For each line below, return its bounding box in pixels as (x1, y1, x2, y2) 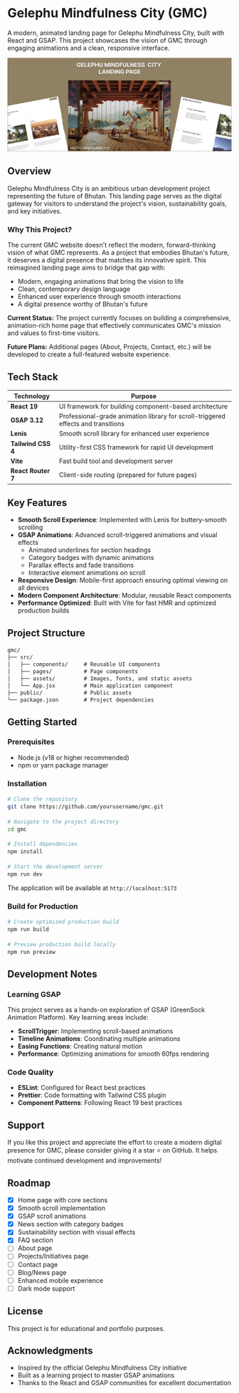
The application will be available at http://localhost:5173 (7, 884, 177, 892)
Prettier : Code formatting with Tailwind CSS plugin (17, 1091, 166, 1100)
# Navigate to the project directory (7, 818, 119, 825)
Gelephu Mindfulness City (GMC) (7, 5, 208, 21)
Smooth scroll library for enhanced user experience (59, 429, 210, 438)
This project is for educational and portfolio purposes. (7, 1324, 165, 1333)
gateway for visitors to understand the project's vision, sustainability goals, (7, 199, 228, 208)
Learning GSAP (7, 989, 62, 999)
